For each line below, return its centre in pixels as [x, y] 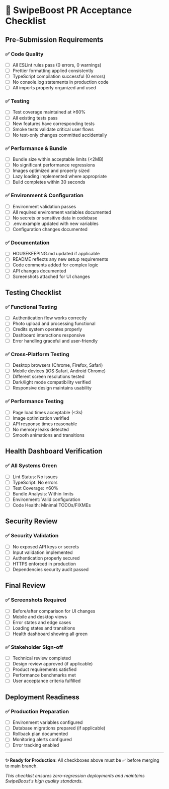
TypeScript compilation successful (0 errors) [59, 76]
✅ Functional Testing [31, 307]
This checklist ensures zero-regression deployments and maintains [75, 775]
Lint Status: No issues [35, 477]
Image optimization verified [41, 418]
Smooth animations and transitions [48, 435]
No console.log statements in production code [61, 82]
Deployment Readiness [42, 697]
